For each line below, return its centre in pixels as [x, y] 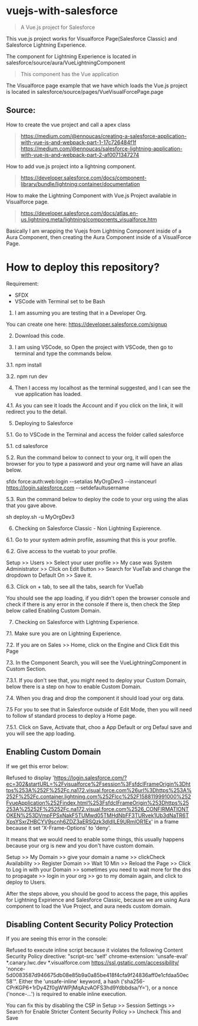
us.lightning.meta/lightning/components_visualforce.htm [89, 219]
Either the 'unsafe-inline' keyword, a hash [69, 982]
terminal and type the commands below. [63, 353]
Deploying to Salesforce [44, 423]
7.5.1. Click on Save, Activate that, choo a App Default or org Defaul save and [99, 727]
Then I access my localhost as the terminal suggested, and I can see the [102, 387]
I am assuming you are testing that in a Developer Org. [81, 313]
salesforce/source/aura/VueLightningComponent [66, 63]
